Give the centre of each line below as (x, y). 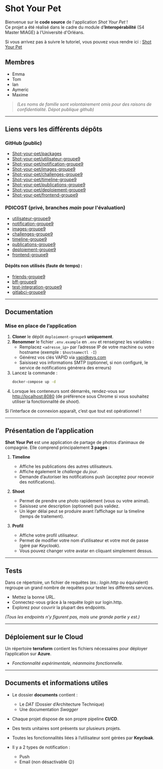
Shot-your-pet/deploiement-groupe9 (49, 190)
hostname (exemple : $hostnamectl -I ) (58, 352)
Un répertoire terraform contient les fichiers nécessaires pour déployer (76, 648)
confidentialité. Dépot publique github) (56, 109)
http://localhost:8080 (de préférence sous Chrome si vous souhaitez (81, 396)
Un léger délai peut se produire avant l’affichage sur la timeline (82, 511)
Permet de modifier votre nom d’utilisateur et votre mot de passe (84, 540)
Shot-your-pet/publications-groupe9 (49, 185)
